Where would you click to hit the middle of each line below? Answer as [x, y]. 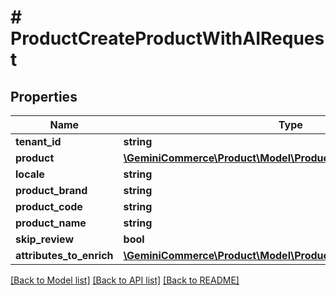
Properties [44, 96]
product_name [51, 223]
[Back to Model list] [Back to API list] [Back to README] [125, 280]
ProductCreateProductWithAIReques [167, 38]
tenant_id [38, 141]
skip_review [45, 239]
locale [30, 174]
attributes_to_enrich [64, 255]
